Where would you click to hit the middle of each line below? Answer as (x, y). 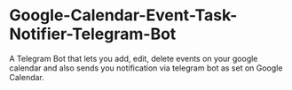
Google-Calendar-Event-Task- (123, 15)
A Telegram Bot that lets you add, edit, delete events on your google (134, 58)
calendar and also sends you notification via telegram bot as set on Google (146, 68)
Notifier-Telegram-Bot (93, 34)
